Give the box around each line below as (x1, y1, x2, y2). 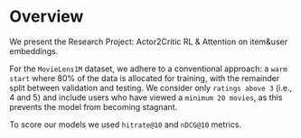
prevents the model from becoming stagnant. (9, 101, 178, 112)
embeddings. (9, 45, 59, 56)
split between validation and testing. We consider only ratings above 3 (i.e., (9, 82, 292, 93)
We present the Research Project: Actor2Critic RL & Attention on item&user (9, 36, 287, 47)
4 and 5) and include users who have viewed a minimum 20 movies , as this (9, 92, 283, 103)
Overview (9, 6, 84, 27)
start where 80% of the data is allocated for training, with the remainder (9, 72, 280, 83)
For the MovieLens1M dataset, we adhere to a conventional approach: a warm (9, 63, 287, 74)
